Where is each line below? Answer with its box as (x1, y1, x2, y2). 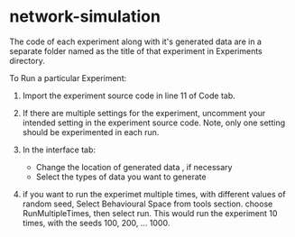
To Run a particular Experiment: (9, 72, 127, 83)
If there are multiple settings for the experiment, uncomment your (22, 107, 266, 118)
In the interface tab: (22, 144, 97, 155)
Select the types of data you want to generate (35, 171, 207, 182)
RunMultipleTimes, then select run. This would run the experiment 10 (22, 207, 278, 218)
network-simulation (9, 6, 161, 27)
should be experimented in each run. (22, 126, 160, 137)
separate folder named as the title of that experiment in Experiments (9, 45, 263, 56)
